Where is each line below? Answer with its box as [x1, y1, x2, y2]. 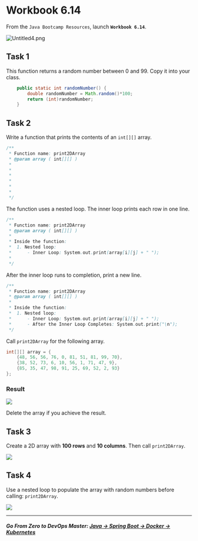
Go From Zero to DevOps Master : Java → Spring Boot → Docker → [6, 523, 171, 530]
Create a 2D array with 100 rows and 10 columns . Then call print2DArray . [6, 442, 186, 449]
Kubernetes [6, 529, 36, 536]
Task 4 [6, 471, 31, 481]
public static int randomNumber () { [16, 85, 107, 91]
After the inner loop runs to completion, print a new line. [6, 271, 142, 278]
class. [6, 73, 21, 80]
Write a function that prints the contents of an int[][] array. [6, 134, 152, 141]
